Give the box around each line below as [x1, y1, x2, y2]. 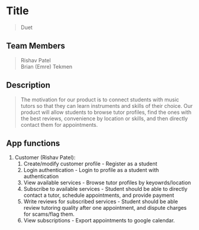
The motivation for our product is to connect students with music [20, 96, 179, 103]
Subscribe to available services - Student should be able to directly [23, 186, 188, 193]
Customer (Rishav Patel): [14, 154, 76, 161]
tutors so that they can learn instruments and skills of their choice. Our [20, 102, 193, 109]
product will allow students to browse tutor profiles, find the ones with [20, 108, 191, 116]
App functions [6, 138, 60, 148]
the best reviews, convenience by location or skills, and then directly [20, 114, 188, 122]
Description [6, 80, 50, 90]
